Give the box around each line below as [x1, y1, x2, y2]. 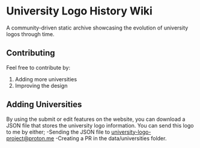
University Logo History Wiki [6, 4, 153, 18]
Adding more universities [14, 75, 77, 82]
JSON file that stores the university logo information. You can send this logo [6, 122, 194, 129]
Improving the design [14, 82, 68, 89]
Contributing [6, 48, 55, 58]
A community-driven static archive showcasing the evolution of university [6, 24, 189, 31]
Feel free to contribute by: [6, 64, 71, 71]
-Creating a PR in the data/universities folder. [55, 134, 167, 142]
